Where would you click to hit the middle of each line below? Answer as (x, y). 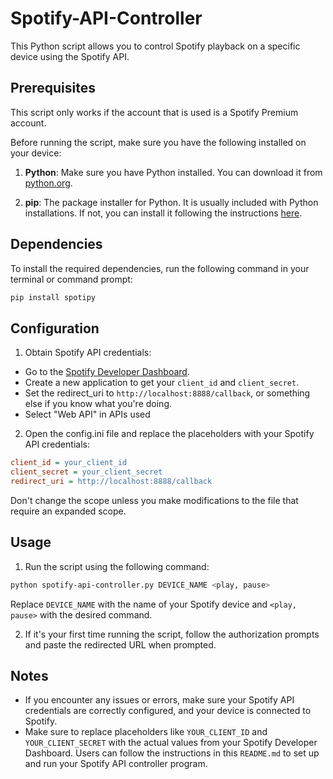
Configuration (55, 328)
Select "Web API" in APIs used (87, 414)
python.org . (48, 183)
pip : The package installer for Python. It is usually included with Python (171, 202)
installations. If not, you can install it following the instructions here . (163, 213)
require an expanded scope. (68, 511)
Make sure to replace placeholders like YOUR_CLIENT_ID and (146, 732)
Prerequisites (53, 88)
